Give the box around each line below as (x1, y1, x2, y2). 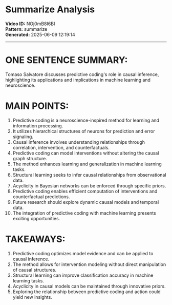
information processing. (12, 122, 63, 129)
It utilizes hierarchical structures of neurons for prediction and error (12, 128, 155, 134)
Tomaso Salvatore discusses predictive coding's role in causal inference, (5, 71, 159, 78)
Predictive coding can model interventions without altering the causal (12, 150, 159, 156)
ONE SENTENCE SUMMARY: (5, 54, 128, 66)
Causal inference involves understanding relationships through (12, 139, 145, 145)
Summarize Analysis (5, 4, 95, 15)
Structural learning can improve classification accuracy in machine (12, 272, 154, 278)
